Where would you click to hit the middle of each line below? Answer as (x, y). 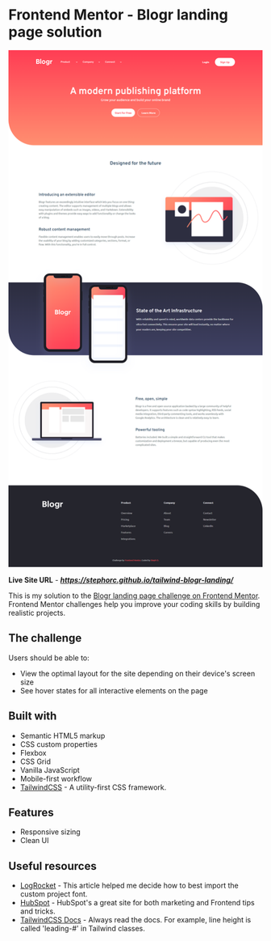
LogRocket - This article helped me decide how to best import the (129, 886)
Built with (33, 716)
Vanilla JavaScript (50, 769)
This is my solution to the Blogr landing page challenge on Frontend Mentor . (134, 596)
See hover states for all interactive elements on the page (114, 690)
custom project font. (54, 894)
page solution (55, 32)
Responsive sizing (50, 832)
